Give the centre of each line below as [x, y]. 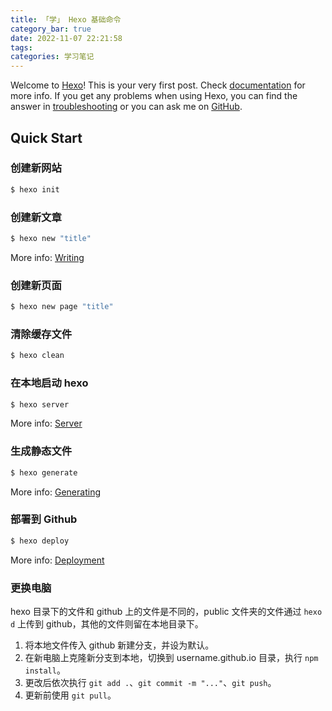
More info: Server [46, 423]
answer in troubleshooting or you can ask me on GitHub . [126, 107]
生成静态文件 [41, 451]
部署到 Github [44, 519]
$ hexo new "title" [51, 238]
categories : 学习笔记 [52, 57]
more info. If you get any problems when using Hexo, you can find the [154, 96]
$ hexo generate [44, 472]
